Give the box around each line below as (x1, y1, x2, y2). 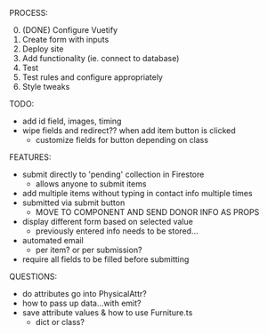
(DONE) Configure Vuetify (21, 25, 118, 35)
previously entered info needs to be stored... (35, 226, 199, 236)
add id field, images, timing (21, 115, 122, 126)
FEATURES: (9, 152, 52, 163)
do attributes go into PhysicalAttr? (21, 289, 147, 298)
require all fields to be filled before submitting (21, 254, 190, 265)
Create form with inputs (21, 35, 110, 44)
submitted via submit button (21, 197, 126, 208)
